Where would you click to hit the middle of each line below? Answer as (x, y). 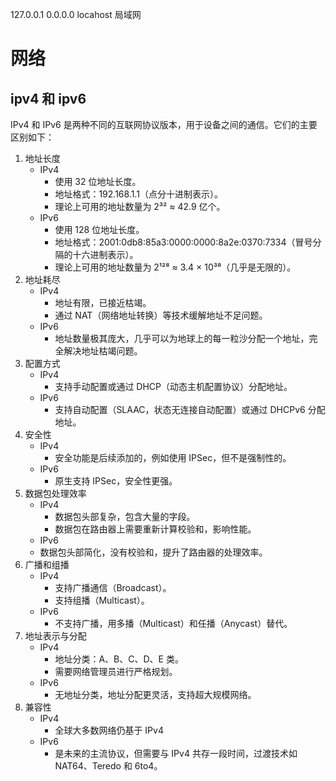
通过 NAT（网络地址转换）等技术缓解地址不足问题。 (161, 315)
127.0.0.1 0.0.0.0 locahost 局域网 (76, 14)
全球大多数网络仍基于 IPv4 (109, 730)
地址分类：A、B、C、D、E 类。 (119, 659)
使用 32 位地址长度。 (98, 181)
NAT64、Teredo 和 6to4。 (108, 766)
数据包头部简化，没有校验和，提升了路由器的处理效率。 (153, 552)
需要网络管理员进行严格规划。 (116, 671)
